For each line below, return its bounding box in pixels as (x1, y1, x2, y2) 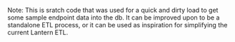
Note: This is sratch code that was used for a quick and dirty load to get (7, 6, 219, 14)
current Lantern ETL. (7, 28, 69, 36)
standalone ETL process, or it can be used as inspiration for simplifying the (7, 21, 228, 29)
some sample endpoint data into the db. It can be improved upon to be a (7, 13, 220, 22)
